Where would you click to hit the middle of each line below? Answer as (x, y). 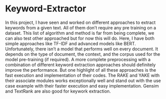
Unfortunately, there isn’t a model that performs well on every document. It (82, 49)
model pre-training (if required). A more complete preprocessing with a (78, 59)
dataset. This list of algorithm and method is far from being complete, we (80, 33)
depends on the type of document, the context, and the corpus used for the (83, 54)
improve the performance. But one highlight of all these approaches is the (81, 70)
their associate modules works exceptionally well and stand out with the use (83, 81)
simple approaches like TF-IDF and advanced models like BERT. (71, 43)
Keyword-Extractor (46, 9)
